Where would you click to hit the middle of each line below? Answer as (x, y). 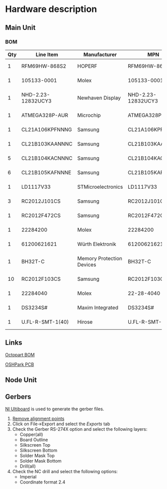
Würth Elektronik (97, 244)
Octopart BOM (20, 355)
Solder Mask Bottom (41, 461)
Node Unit (21, 380)
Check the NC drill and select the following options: (65, 471)
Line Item (47, 54)
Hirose (85, 322)
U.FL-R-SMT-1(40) (45, 322)
